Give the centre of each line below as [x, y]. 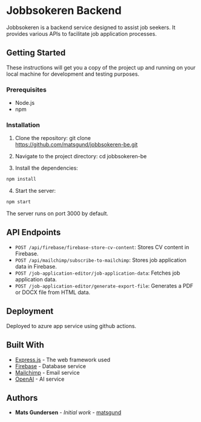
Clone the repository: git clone [53, 138]
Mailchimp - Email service [47, 372]
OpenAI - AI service [40, 379]
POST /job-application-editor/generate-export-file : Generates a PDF [104, 286]
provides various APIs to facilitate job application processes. [82, 33]
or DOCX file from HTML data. [53, 292]
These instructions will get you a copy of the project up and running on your [101, 67]
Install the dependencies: [47, 168]
